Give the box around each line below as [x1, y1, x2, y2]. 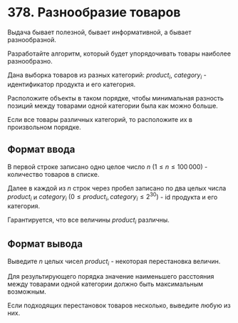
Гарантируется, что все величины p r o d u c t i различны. [7, 215, 170, 225]
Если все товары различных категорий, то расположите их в [7, 115, 192, 123]
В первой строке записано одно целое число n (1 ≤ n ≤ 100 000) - [7, 162, 208, 171]
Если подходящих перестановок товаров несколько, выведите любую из [7, 301, 231, 310]
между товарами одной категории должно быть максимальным [7, 280, 204, 289]
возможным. [7, 287, 46, 296]
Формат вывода [7, 238, 83, 250]
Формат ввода [7, 143, 76, 155]
